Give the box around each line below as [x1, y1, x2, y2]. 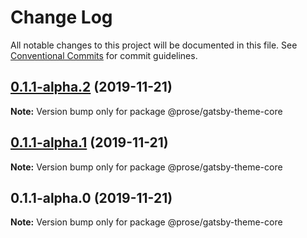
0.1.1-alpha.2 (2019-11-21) [10, 79, 173, 96]
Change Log [10, 6, 113, 29]
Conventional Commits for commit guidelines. [10, 49, 198, 61]
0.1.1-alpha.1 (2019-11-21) [10, 134, 169, 151]
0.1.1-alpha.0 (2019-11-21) [10, 189, 173, 206]
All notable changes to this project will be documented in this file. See [10, 39, 298, 51]
